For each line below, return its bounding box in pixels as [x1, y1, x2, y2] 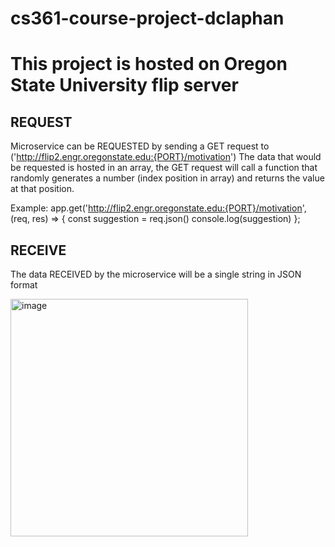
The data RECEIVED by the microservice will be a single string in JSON [10, 268, 302, 280]
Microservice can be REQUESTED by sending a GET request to [10, 140, 270, 152]
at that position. [10, 183, 75, 195]
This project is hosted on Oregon [10, 53, 288, 76]
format [10, 279, 38, 291]
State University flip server [10, 74, 239, 97]
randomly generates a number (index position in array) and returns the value [10, 172, 325, 184]
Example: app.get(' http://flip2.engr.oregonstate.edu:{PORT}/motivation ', [10, 202, 307, 214]
